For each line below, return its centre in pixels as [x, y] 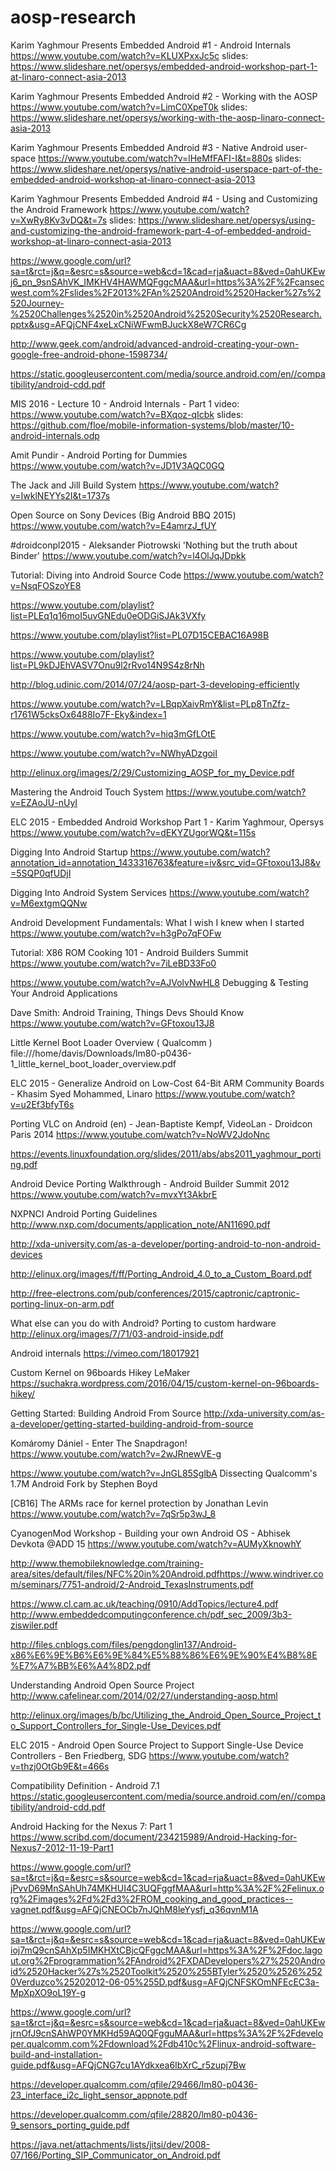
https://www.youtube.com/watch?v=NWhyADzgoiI [114, 753]
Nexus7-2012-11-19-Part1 [62, 1847]
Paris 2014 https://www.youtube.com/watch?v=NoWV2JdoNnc [140, 1134]
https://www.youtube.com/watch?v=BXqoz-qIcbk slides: [127, 414]
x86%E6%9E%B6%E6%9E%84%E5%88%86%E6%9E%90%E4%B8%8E [164, 1655]
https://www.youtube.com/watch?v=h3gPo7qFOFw [116, 933]
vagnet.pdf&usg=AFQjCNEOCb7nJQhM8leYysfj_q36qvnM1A [134, 1909]
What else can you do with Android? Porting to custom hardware [143, 1323]
